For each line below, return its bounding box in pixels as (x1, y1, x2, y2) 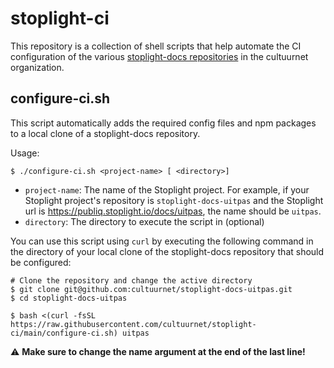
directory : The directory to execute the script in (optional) (24, 215, 265, 227)
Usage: (10, 147, 40, 159)
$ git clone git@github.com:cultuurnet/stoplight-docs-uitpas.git (10, 284, 293, 294)
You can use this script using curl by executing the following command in (10, 235, 314, 247)
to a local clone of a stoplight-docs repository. (10, 127, 201, 139)
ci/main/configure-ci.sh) (10, 328, 118, 338)
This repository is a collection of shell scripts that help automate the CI (10, 40, 302, 52)
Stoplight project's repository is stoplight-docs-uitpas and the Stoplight (24, 194, 324, 206)
